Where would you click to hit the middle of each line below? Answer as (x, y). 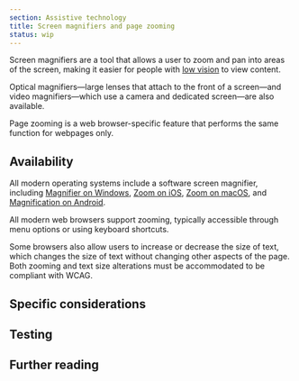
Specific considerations (78, 304)
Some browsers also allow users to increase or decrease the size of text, (144, 247)
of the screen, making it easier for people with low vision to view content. (145, 69)
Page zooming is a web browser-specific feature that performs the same (144, 123)
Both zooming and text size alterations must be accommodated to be (137, 266)
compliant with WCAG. (51, 276)
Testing (31, 334)
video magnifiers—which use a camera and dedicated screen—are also (142, 96)
